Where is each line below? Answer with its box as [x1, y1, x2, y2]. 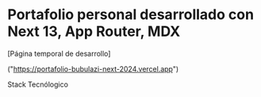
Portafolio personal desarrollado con [7, 6, 255, 24]
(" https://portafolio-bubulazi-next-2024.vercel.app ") [7, 64, 179, 73]
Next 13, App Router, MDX [7, 22, 181, 41]
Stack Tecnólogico [7, 80, 69, 89]
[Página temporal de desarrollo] [7, 48, 111, 58]
